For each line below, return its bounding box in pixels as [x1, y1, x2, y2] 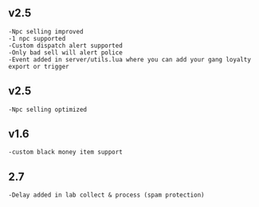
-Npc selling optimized [8, 105, 88, 113]
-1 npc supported [8, 34, 66, 42]
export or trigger [8, 62, 69, 70]
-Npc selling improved [8, 27, 84, 35]
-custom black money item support [8, 148, 124, 157]
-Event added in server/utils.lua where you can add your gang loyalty [8, 55, 251, 63]
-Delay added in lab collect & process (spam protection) [8, 191, 205, 199]
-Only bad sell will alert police [8, 48, 124, 57]
